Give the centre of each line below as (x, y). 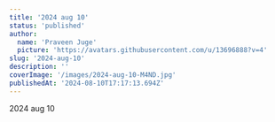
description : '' (39, 67)
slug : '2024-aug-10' (47, 58)
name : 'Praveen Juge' (57, 42)
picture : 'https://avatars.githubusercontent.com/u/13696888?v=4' (142, 50)
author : (24, 34)
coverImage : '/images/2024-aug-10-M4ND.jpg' (93, 75)
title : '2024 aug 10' (49, 17)
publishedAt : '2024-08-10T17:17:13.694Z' (87, 83)
